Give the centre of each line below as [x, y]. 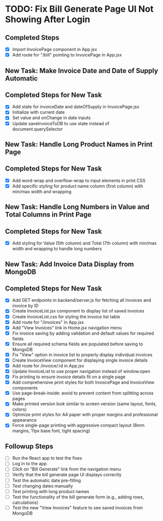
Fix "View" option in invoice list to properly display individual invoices [82, 355]
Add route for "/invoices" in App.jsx [48, 322]
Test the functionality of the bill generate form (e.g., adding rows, [78, 497]
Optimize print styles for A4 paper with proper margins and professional [85, 415]
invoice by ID [25, 306]
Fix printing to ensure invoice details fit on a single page [69, 377]
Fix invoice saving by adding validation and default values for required [83, 333]
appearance [24, 420]
